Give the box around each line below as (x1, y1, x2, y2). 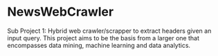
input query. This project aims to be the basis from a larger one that (7, 33, 199, 42)
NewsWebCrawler (7, 4, 114, 20)
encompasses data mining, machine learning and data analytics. (7, 41, 191, 49)
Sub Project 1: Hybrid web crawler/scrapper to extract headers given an (7, 27, 212, 35)
